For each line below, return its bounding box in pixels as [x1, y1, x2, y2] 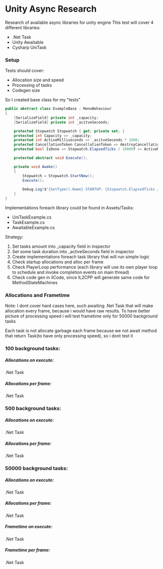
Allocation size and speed [12, 77, 64, 83]
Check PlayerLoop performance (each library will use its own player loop [12, 264, 158, 270]
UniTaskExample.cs [12, 214, 52, 220]
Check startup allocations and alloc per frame [12, 259, 104, 265]
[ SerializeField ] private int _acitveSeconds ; [14, 120, 110, 125]
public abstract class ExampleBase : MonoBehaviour [5, 106, 112, 111]
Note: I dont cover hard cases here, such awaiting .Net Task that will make [5, 303, 154, 309]
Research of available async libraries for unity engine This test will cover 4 [5, 19, 154, 25]
